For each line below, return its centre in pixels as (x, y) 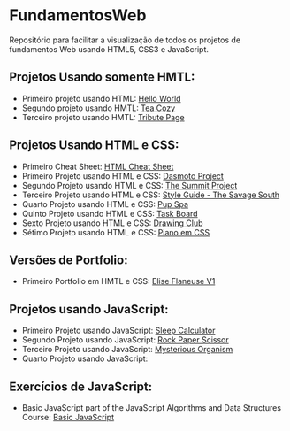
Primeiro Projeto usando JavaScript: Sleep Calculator (118, 331)
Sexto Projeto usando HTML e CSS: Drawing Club (112, 223)
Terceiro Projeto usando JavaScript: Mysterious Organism (127, 350)
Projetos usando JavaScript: (89, 309)
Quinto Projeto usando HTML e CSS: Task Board (110, 213)
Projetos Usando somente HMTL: (102, 77)
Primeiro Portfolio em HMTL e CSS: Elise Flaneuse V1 (118, 281)
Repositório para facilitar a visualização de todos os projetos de (125, 40)
